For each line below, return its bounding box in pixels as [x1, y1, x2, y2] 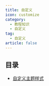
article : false [5, 41, 37, 46]
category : [5, 17, 26, 22]
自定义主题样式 [12, 75, 44, 81]
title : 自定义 [5, 7, 33, 13]
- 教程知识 [10, 21, 30, 27]
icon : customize [5, 12, 39, 17]
